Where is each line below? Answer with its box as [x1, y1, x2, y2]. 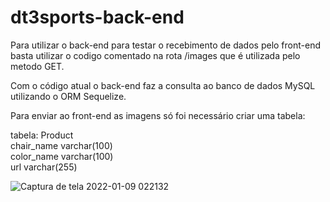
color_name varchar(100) [10, 150, 114, 162]
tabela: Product [10, 129, 74, 141]
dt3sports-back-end [10, 6, 185, 29]
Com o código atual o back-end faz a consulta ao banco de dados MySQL [10, 79, 316, 91]
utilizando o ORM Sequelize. [10, 90, 127, 102]
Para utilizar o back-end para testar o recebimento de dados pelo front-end [10, 39, 322, 51]
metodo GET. [10, 60, 65, 72]
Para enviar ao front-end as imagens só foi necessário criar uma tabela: [10, 109, 306, 121]
